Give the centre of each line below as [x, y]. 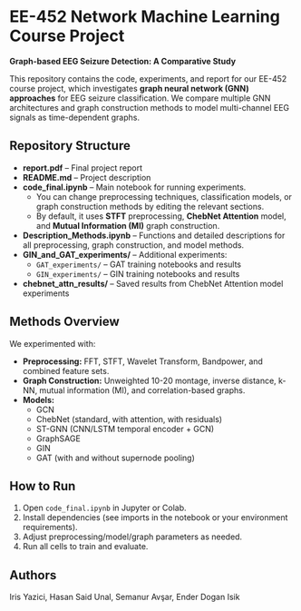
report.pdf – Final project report [83, 168]
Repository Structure [70, 146]
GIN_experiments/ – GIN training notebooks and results [138, 273]
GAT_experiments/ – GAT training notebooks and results [139, 264]
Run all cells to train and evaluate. [85, 547]
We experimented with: [53, 343]
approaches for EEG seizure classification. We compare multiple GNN [140, 98]
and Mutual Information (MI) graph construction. [128, 225]
